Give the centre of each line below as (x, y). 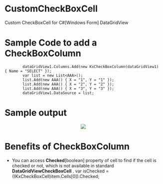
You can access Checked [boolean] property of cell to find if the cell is (84, 160)
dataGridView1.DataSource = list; (58, 93)
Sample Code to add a (51, 43)
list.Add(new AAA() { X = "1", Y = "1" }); (68, 80)
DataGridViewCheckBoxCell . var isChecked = (60, 171)
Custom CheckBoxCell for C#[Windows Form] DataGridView (67, 22)
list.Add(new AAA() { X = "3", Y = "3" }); (68, 88)
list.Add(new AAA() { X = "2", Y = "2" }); (68, 84)
